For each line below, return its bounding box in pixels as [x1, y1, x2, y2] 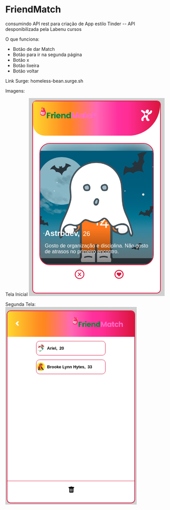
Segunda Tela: [5, 301, 36, 307]
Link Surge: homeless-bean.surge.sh [5, 78, 84, 84]
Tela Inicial [5, 291, 28, 297]
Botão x [12, 57, 29, 63]
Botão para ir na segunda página [12, 51, 82, 58]
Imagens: [5, 87, 25, 94]
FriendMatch [5, 4, 61, 15]
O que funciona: [5, 36, 40, 42]
